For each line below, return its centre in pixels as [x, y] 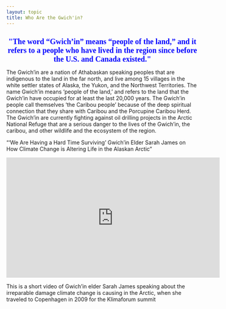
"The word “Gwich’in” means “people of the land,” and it [102, 41]
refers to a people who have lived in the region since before [102, 50]
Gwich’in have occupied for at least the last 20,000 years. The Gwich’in [96, 98]
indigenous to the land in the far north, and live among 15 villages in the [96, 78]
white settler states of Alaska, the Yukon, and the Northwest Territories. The [101, 85]
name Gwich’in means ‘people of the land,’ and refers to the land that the [97, 92]
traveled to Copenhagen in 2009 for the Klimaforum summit [81, 299]
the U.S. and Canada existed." [102, 59]
